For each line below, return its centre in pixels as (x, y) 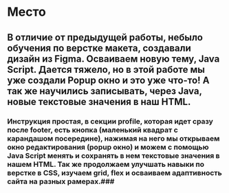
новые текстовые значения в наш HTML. (99, 101)
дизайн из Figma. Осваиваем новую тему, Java (113, 59)
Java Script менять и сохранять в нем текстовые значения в (113, 155)
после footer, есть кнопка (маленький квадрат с (93, 130)
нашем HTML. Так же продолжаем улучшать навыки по (106, 164)
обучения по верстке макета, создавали (99, 48)
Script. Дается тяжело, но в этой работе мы (106, 69)
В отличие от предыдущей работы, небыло (105, 37)
